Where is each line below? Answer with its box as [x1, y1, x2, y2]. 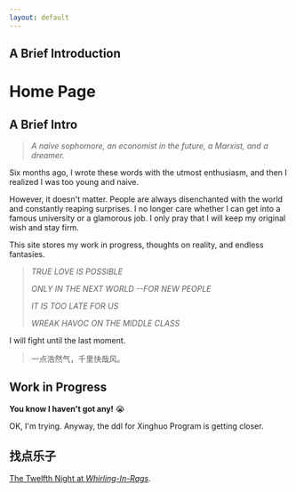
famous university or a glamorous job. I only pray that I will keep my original [9, 213, 286, 223]
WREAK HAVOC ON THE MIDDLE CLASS [30, 318, 180, 329]
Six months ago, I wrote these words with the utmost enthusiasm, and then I [9, 167, 287, 178]
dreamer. [30, 150, 65, 161]
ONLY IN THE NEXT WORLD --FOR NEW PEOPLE [30, 284, 212, 294]
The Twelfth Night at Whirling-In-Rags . [9, 472, 151, 483]
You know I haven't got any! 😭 [9, 403, 125, 414]
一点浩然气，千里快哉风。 [30, 353, 125, 365]
